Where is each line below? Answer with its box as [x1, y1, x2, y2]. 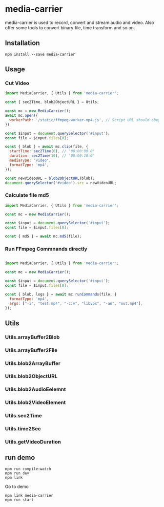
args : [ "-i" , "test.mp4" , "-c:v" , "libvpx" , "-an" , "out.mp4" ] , [9, 301, 143, 306]
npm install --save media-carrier [5, 52, 76, 57]
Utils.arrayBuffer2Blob [5, 334, 60, 340]
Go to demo [5, 484, 29, 489]
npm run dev [5, 470, 29, 476]
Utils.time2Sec [5, 425, 41, 432]
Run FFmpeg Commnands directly [5, 246, 88, 253]
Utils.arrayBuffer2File [5, 347, 58, 354]
